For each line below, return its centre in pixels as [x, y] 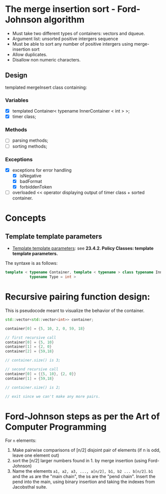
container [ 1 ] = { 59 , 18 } [30, 378]
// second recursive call [32, 370]
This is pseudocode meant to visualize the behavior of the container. [75, 310]
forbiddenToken [36, 187]
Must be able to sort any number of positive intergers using [73, 44]
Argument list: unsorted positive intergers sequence [65, 39]
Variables [17, 100]
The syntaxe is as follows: [31, 263]
